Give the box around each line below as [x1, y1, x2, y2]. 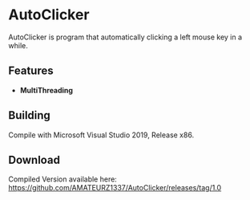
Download [8, 153, 60, 166]
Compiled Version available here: [8, 174, 118, 184]
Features [8, 64, 54, 78]
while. [8, 40, 28, 50]
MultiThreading [19, 85, 74, 95]
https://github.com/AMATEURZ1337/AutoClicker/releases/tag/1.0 [8, 183, 222, 193]
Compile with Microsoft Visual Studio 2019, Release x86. [8, 130, 195, 140]
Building [8, 108, 50, 122]
